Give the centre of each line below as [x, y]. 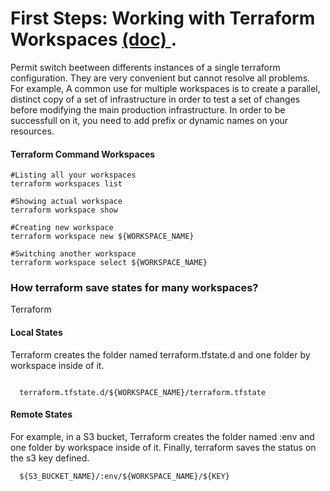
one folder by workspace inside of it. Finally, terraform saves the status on [163, 447]
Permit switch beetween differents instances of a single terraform [145, 67]
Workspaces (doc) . [94, 39]
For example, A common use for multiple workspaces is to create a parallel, [165, 88]
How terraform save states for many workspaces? [134, 288]
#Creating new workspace [62, 228]
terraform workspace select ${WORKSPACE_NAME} [109, 263]
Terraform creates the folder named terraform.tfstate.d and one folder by [160, 354]
